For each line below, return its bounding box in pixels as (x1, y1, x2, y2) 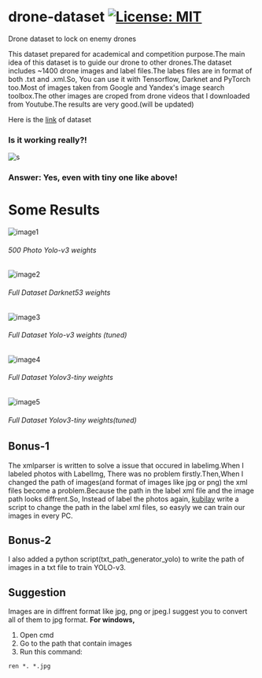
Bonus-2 (8, 533, 52, 547)
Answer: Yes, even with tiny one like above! (8, 172, 178, 183)
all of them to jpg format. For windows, (8, 615, 135, 624)
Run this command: (19, 647, 83, 657)
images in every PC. (8, 511, 73, 520)
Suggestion (8, 586, 66, 599)
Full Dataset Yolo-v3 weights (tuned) (8, 330, 127, 340)
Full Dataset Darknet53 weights (8, 288, 111, 297)
